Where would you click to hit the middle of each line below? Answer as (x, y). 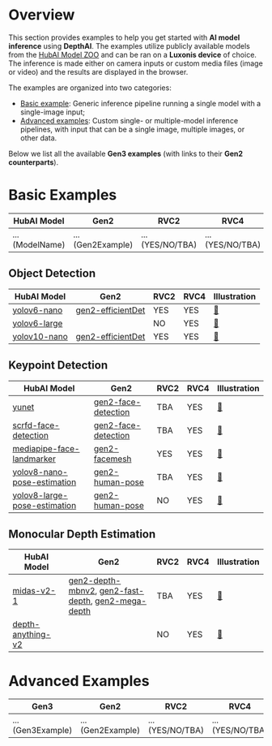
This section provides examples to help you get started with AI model (124, 37)
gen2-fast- (121, 591)
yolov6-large (38, 323)
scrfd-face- (36, 425)
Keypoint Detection (58, 366)
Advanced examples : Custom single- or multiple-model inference (129, 120)
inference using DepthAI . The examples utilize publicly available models (130, 45)
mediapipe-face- (46, 448)
